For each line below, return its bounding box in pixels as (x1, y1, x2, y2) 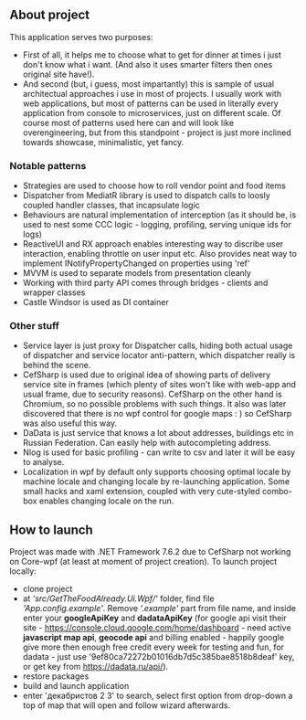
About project (9, 7, 90, 23)
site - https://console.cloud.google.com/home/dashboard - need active (22, 622, 291, 633)
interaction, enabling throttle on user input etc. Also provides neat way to (22, 249, 297, 259)
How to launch (9, 522, 93, 537)
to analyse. (22, 457, 65, 468)
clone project (22, 584, 73, 595)
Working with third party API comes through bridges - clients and (22, 278, 269, 289)
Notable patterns (9, 159, 87, 172)
